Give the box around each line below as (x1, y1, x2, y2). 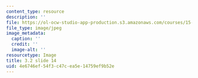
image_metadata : (6, 30, 46, 36)
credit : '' (11, 42, 38, 48)
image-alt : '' (11, 47, 46, 53)
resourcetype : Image (6, 52, 57, 58)
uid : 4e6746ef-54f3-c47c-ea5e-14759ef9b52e (6, 63, 115, 69)
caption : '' (11, 36, 41, 42)
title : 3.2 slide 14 (6, 57, 57, 63)
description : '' (6, 14, 46, 20)
